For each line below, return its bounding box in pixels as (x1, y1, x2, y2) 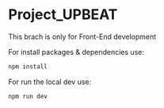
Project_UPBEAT (8, 6, 118, 24)
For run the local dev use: (8, 77, 92, 87)
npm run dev (8, 92, 48, 100)
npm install (8, 62, 48, 71)
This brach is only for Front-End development (8, 32, 157, 41)
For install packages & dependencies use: (8, 47, 145, 56)
